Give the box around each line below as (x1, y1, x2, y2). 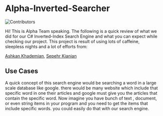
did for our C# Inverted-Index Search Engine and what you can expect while (5, 33, 158, 39)
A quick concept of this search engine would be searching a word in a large (5, 80, 157, 86)
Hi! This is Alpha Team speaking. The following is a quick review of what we (5, 28, 157, 34)
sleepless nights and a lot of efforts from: (5, 43, 88, 49)
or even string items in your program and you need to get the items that (5, 100, 148, 106)
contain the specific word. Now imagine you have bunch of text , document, (5, 95, 157, 101)
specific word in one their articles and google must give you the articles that (5, 90, 158, 96)
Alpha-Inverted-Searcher (5, 3, 110, 14)
